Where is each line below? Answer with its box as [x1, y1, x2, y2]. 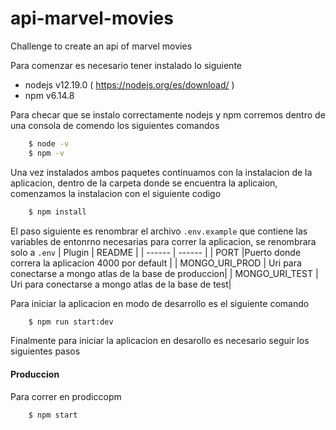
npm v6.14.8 [24, 89, 75, 101]
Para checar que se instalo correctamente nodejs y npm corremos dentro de [10, 108, 326, 121]
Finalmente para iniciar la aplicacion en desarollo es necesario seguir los [10, 335, 310, 347]
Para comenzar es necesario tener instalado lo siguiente [10, 59, 242, 71]
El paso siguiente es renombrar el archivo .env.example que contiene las [10, 225, 308, 237]
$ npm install [28, 207, 87, 217]
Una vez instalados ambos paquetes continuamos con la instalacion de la [10, 166, 313, 178]
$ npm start [28, 410, 78, 420]
